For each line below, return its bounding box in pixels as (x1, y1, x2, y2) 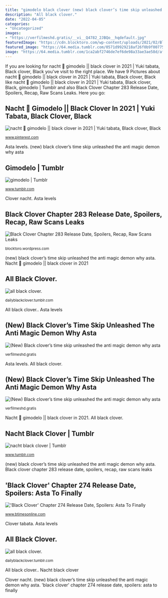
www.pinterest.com (5, 135, 39, 140)
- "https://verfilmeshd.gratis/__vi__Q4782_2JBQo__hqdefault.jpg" (5, 36, 146, 41)
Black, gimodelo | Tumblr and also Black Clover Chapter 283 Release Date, (5, 84, 159, 90)
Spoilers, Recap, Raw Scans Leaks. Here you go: (5, 90, 105, 96)
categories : (5, 21, 30, 27)
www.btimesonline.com (5, 512, 46, 517)
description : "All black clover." (5, 12, 77, 17)
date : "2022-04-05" (5, 17, 46, 22)
